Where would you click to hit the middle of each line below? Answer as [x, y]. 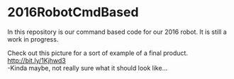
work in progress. [33, 39]
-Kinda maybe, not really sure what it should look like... [88, 68]
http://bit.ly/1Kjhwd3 [37, 60]
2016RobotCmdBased [73, 12]
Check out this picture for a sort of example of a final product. [97, 53]
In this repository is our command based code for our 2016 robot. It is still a [117, 32]
